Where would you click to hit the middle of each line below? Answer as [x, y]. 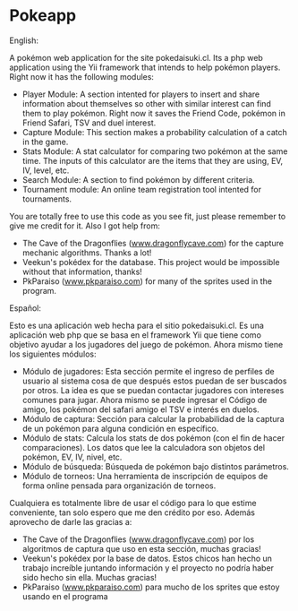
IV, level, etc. [46, 170]
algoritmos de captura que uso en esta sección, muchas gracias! [141, 548]
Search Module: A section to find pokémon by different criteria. [138, 179]
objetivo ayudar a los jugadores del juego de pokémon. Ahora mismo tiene [146, 344]
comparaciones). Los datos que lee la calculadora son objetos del [144, 447]
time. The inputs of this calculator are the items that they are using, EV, [153, 160]
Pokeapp [43, 16]
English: [24, 40]
